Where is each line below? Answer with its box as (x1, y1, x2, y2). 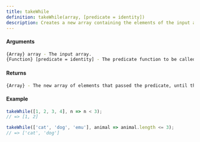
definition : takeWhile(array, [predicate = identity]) (6, 14, 145, 20)
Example (6, 95, 29, 102)
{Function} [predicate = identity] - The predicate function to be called (6, 57, 196, 63)
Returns (6, 69, 27, 76)
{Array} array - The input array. (6, 51, 92, 57)
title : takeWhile (6, 8, 49, 15)
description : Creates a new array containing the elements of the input (6, 20, 190, 25)
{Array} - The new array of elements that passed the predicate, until (6, 82, 187, 89)
